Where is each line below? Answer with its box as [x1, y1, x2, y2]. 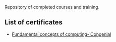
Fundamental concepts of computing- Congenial [11, 31, 112, 37]
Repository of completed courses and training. [4, 4, 100, 10]
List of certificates [4, 18, 63, 26]
